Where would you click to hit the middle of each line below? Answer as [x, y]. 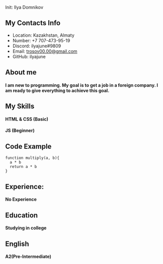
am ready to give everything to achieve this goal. [57, 91]
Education [22, 215]
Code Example [28, 146]
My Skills [20, 106]
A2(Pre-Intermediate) [28, 256]
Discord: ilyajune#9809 [37, 46]
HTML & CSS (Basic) [27, 119]
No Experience [21, 199]
